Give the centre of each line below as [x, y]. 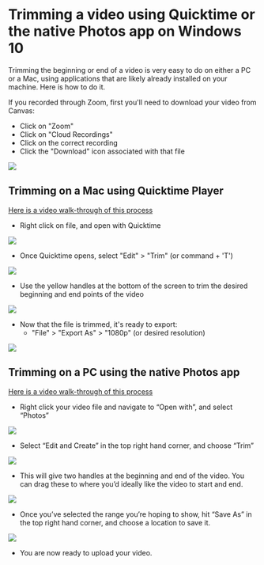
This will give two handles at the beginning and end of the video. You [132, 476]
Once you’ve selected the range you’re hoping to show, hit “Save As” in [136, 514]
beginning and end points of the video [82, 294]
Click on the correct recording [69, 142]
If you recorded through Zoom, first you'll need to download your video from [132, 102]
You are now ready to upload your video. [86, 552]
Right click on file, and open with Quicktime [90, 225]
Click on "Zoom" [46, 126]
